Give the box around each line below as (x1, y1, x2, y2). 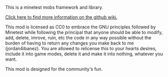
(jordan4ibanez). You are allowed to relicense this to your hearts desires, (5, 46, 157, 51)
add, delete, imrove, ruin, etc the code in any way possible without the (5, 35, 152, 41)
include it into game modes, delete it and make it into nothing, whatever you (5, 51, 163, 57)
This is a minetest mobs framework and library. (5, 5, 103, 10)
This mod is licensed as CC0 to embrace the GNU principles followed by (5, 24, 156, 30)
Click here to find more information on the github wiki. (5, 14, 118, 20)
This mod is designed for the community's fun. (5, 66, 103, 72)
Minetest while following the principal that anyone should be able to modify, (5, 29, 163, 35)
